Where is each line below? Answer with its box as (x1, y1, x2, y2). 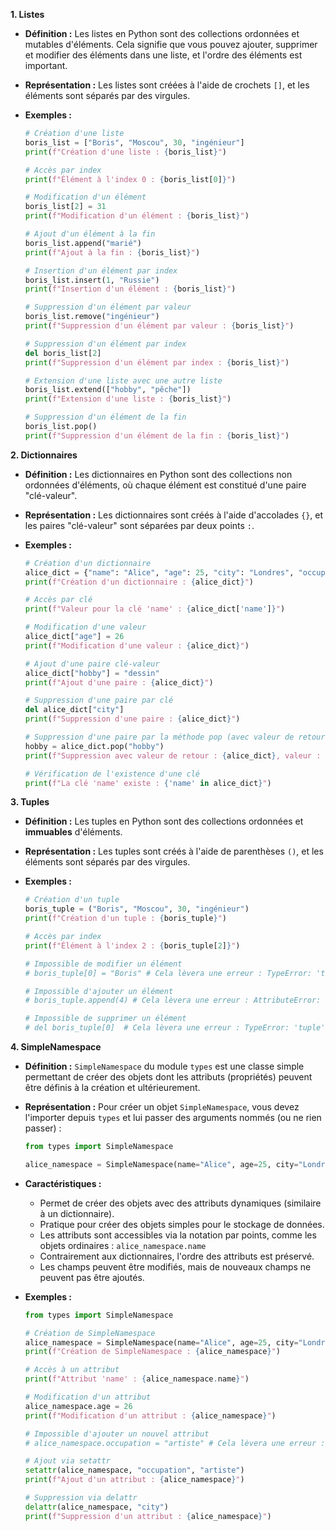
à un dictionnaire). (39, 1207, 115, 1219)
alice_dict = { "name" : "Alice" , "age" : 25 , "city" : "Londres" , (24, 567, 295, 578)
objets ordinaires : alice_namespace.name (39, 1239, 207, 1251)
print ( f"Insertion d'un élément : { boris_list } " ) (24, 284, 237, 294)
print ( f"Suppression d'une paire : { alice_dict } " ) (24, 714, 241, 724)
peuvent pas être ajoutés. (39, 1271, 145, 1283)
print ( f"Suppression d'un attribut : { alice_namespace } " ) (24, 1511, 272, 1521)
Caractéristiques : (24, 1177, 102, 1189)
